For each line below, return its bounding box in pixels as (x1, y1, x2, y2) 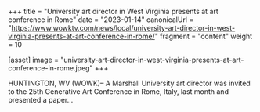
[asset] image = (8, 55, 59, 64)
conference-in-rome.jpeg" (8, 63, 93, 73)
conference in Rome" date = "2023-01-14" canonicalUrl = (8, 15, 194, 24)
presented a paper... (8, 96, 74, 104)
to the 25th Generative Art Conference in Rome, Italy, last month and (8, 87, 229, 96)
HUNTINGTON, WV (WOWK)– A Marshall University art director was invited (8, 78, 251, 88)
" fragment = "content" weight (154, 31, 253, 41)
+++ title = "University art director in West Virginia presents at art (8, 7, 219, 16)
